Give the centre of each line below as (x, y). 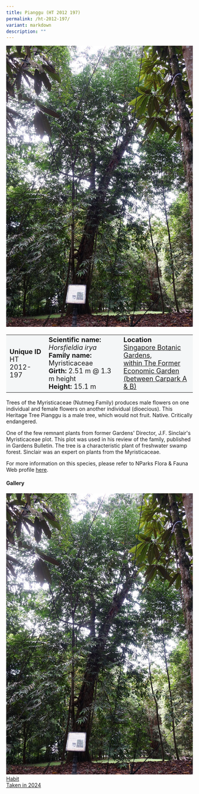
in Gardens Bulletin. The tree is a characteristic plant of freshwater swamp (97, 445)
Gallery (15, 483)
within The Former (152, 363)
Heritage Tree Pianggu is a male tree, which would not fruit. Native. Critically (99, 415)
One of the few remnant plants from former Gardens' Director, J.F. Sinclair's (99, 433)
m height (62, 379)
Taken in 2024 (24, 785)
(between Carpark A (155, 379)
